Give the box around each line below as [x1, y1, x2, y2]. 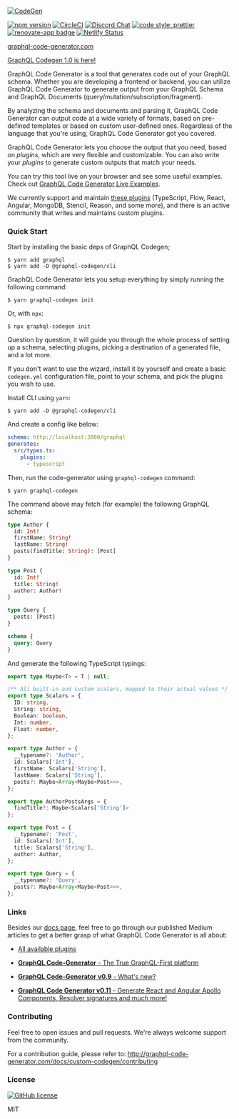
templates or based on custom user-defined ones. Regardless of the [31, 121, 233, 130]
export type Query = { [7, 870, 75, 877]
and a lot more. [7, 351, 52, 359]
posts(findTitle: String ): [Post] [14, 547, 116, 555]
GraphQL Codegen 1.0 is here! [7, 56, 96, 64]
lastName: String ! [14, 541, 69, 548]
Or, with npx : [7, 309, 44, 318]
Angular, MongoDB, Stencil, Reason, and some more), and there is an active [7, 201, 230, 209]
